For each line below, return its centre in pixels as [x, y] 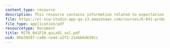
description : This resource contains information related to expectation [85, 14]
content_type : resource [30, 10]
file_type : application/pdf [35, 24]
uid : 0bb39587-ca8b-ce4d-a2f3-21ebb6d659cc [52, 38]
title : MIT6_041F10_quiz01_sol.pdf [43, 33]
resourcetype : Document [30, 28]
